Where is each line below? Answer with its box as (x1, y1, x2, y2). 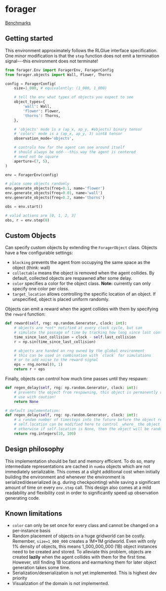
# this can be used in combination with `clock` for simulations (14, 353, 152, 358)
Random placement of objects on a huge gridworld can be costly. (12, 533, 146, 539)
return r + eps (14, 367, 45, 372)
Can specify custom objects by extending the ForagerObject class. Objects (5, 245, 157, 251)
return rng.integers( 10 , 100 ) (14, 431, 77, 436)
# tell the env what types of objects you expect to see (14, 95, 134, 100)
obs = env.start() (5, 204, 43, 209)
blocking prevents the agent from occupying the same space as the (12, 260, 151, 265)
